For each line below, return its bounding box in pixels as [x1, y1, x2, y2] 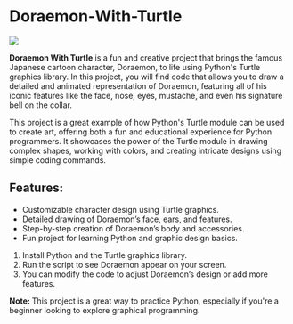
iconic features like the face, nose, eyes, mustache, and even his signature [9, 90, 283, 101]
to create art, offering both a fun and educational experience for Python [9, 126, 273, 137]
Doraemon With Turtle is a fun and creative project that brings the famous [9, 52, 283, 63]
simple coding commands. [9, 154, 107, 166]
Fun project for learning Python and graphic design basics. [21, 232, 239, 243]
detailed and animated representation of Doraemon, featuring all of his [9, 80, 267, 91]
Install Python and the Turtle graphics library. [21, 249, 187, 260]
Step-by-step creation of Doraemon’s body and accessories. [21, 223, 245, 233]
